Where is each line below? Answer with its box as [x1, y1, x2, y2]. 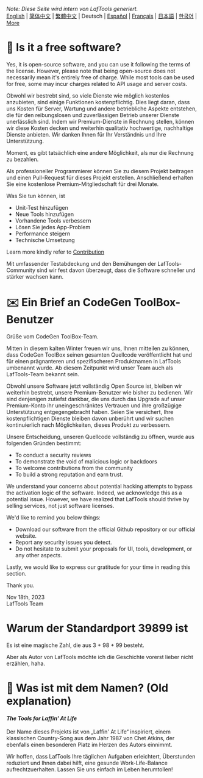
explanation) [6, 694, 72, 708]
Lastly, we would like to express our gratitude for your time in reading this [6, 563, 191, 571]
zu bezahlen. [6, 155, 39, 163]
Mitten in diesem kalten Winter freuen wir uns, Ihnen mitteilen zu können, [6, 344, 190, 352]
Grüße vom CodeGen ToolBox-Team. [6, 332, 99, 340]
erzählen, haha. [6, 660, 46, 667]
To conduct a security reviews [15, 451, 91, 459]
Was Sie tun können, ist [6, 192, 65, 199]
